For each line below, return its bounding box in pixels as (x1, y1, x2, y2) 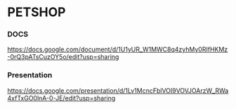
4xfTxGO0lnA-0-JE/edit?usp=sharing (7, 94, 116, 102)
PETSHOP (7, 4, 66, 20)
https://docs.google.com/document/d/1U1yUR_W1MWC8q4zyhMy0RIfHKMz (7, 45, 228, 53)
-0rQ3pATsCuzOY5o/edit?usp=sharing (7, 53, 119, 61)
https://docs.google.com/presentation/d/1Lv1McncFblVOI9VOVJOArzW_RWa (7, 86, 229, 95)
